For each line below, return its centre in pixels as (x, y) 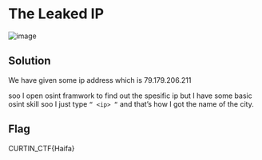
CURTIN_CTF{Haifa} (42, 148)
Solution (30, 61)
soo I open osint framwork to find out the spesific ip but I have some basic (131, 96)
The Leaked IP (56, 14)
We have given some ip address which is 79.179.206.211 (100, 80)
